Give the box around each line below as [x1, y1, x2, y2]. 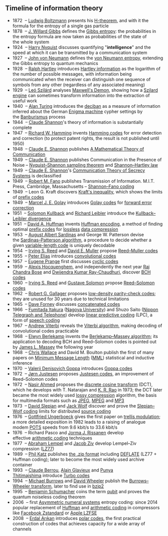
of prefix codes [12, 194, 44, 200]
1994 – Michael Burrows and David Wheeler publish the [12, 478, 128, 484]
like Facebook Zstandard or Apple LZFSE [12, 510, 97, 516]
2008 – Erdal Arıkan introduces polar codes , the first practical [12, 515, 141, 521]
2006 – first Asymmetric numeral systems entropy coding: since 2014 [12, 499, 158, 505]
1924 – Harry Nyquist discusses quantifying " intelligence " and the [12, 44, 151, 50]
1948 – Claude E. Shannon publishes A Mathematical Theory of [12, 146, 144, 152]
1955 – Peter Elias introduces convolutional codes [12, 253, 116, 259]
